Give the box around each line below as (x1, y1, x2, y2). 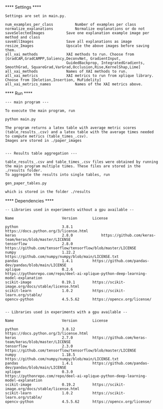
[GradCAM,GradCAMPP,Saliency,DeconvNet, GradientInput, (5, 56, 121, 61)
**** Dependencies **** (5, 198, 54, 204)
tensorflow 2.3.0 (5, 344, 73, 349)
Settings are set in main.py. (5, 14, 67, 19)
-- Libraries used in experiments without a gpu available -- (5, 207, 134, 212)
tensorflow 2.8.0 (5, 241, 73, 246)
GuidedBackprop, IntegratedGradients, (66, 60, 145, 65)
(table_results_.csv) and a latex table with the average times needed (5, 130, 154, 135)
